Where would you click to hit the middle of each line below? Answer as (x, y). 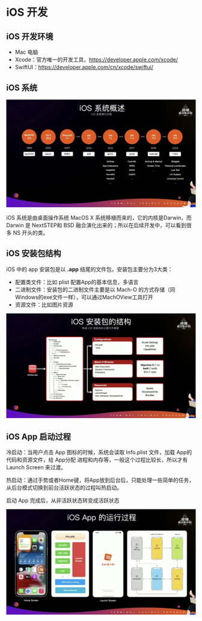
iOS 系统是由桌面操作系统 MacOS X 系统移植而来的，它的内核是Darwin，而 (99, 217)
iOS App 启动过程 (38, 436)
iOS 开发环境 (30, 36)
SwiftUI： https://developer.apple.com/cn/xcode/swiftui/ (84, 67)
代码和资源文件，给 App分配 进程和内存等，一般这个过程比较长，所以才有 (97, 460)
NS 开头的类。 (31, 232)
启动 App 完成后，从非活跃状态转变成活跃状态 (63, 500)
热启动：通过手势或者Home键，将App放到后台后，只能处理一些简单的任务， (100, 480)
